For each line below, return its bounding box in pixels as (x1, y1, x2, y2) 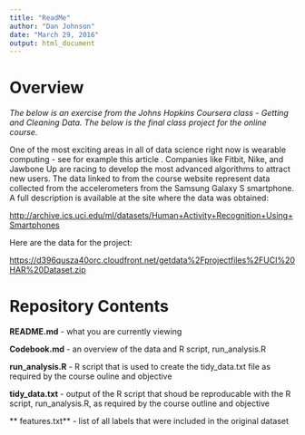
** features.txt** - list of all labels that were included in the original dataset (9, 416, 289, 427)
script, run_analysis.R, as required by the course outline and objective (9, 398, 271, 409)
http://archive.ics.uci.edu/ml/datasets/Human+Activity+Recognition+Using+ (9, 210, 293, 221)
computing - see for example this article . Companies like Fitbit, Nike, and (9, 154, 284, 165)
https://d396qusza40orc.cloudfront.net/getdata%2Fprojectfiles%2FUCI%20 (9, 255, 296, 266)
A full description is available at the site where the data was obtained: (9, 192, 270, 204)
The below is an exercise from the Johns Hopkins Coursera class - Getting (9, 108, 289, 119)
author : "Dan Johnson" (9, 22, 95, 31)
